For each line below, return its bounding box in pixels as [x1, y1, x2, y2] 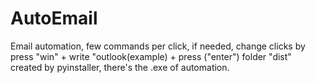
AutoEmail [10, 7, 98, 30]
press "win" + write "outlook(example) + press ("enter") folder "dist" [10, 50, 292, 62]
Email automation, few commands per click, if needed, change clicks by [10, 40, 306, 52]
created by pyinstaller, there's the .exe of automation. [10, 61, 230, 73]
